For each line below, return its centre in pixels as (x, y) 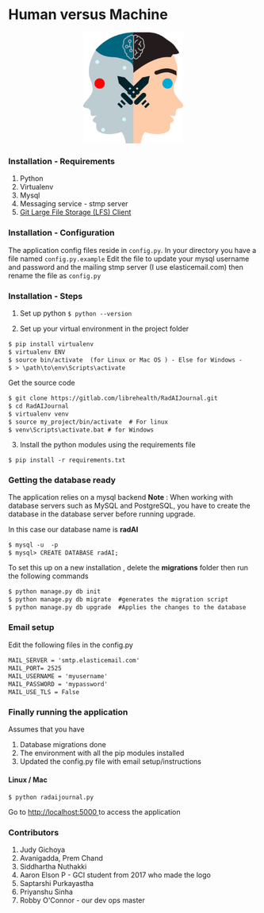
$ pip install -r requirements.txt (67, 460)
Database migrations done (63, 744)
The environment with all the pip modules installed (102, 753)
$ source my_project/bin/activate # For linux (88, 422)
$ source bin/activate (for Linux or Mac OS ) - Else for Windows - (126, 360)
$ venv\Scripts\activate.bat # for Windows (81, 430)
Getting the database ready (62, 480)
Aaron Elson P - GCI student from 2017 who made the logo (115, 875)
